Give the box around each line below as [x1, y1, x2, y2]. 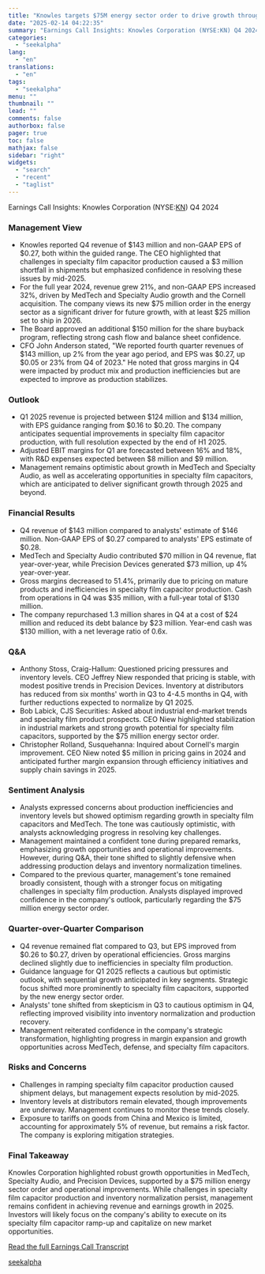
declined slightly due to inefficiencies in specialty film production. [19, 958, 233, 967]
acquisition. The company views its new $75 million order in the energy [19, 299, 251, 308]
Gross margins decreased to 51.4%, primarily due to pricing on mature [19, 576, 248, 585]
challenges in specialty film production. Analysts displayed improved [19, 887, 243, 896]
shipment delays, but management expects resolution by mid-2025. [19, 1088, 240, 1098]
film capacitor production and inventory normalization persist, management [8, 1193, 254, 1203]
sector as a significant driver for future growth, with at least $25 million [19, 308, 251, 317]
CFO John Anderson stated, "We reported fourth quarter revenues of [19, 341, 244, 350]
